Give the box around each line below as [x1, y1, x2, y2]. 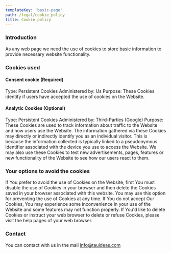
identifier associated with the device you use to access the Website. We [5, 144, 157, 150]
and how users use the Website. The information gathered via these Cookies [5, 128, 166, 133]
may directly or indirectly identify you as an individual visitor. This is [5, 133, 148, 139]
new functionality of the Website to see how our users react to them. [5, 155, 150, 161]
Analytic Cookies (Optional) [5, 105, 65, 111]
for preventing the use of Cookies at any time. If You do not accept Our [5, 196, 155, 202]
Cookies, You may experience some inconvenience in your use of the [5, 201, 151, 207]
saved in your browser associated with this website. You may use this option [5, 190, 166, 197]
